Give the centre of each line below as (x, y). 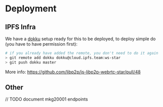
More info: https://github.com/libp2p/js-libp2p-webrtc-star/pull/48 (73, 72)
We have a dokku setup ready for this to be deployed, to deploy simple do (81, 39)
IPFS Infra (21, 27)
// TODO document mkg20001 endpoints (47, 99)
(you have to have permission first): (41, 44)
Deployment (31, 9)
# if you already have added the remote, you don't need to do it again (82, 53)
